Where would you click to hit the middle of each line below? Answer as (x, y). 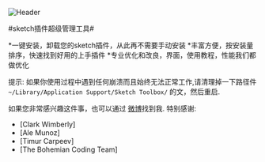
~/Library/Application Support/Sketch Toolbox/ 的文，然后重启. (114, 92)
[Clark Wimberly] (47, 124)
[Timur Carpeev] (47, 141)
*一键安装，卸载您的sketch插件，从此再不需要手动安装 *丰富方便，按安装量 (131, 45)
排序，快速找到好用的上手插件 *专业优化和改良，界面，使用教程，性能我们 (129, 55)
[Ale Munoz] (40, 133)
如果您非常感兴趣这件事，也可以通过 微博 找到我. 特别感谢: (102, 108)
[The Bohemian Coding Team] (68, 149)
